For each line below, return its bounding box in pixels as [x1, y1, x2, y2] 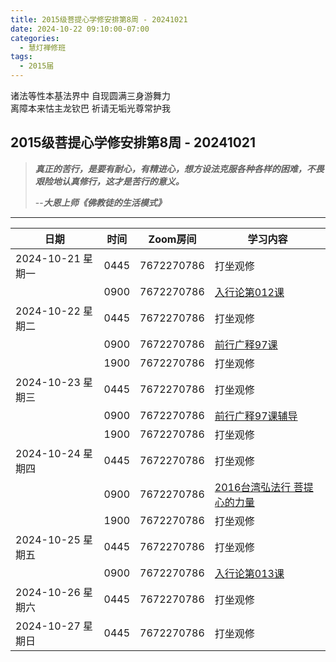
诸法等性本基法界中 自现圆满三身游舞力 [10, 90, 171, 101]
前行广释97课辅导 [214, 409, 298, 423]
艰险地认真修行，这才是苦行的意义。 [34, 175, 185, 187]
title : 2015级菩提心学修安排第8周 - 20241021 [10, 14, 188, 25]
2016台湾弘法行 [214, 480, 292, 494]
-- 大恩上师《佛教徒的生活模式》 [34, 196, 167, 208]
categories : [10, 33, 60, 43]
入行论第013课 [214, 566, 285, 580]
